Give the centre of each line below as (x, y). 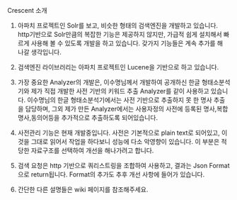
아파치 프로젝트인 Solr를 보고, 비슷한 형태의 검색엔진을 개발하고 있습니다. (117, 26)
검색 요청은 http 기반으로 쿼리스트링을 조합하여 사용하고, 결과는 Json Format (123, 166)
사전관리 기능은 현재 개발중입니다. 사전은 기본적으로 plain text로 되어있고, (119, 133)
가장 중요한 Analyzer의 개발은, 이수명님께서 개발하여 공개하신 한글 (109, 82)
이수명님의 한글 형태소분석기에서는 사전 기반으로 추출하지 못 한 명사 (120, 100)
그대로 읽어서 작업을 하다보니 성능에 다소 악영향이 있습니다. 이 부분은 (125, 141)
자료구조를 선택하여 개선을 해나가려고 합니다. (92, 150)
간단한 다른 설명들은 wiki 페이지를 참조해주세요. (83, 189)
